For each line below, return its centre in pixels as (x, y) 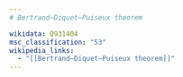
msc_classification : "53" (58, 42)
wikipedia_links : (42, 50)
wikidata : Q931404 (44, 34)
